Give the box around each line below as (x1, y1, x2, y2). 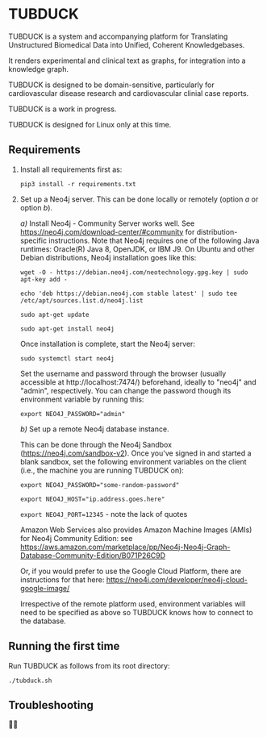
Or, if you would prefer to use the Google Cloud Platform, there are (19, 566, 242, 576)
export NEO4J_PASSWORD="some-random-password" (19, 481, 180, 489)
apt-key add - (19, 275, 68, 283)
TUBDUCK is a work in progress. (8, 104, 117, 114)
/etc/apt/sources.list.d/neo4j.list (19, 296, 144, 305)
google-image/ (19, 583, 70, 593)
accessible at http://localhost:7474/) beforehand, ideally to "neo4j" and (19, 377, 257, 387)
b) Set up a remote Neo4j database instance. (19, 424, 169, 434)
